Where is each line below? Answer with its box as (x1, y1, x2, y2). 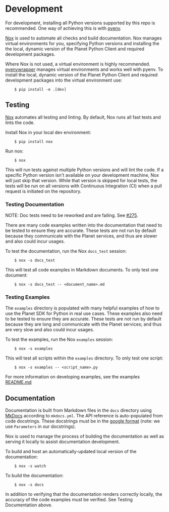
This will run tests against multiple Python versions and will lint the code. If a (5, 167, 164, 173)
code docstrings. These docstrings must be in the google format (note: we (5, 418, 160, 424)
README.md (5, 379, 32, 385)
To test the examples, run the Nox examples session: (5, 336, 114, 342)
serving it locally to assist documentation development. (5, 439, 120, 445)
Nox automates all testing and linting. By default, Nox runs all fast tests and (5, 114, 161, 120)
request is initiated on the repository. (5, 188, 82, 194)
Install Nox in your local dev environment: (5, 129, 91, 135)
